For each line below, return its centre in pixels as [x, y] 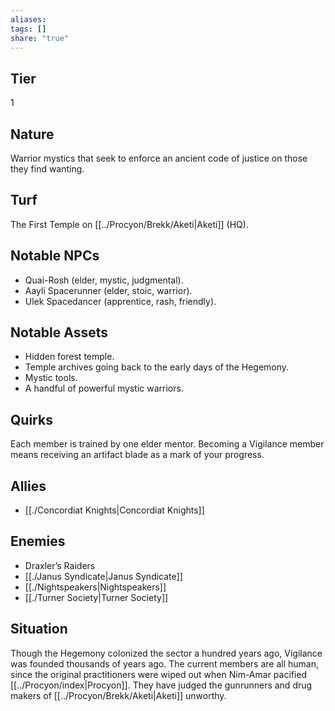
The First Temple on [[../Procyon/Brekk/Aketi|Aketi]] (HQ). [129, 224]
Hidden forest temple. [69, 357]
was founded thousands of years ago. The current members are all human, [164, 663]
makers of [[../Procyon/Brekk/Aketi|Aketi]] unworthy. [118, 695]
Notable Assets [59, 332]
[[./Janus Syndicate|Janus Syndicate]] [103, 576]
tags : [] [28, 29]
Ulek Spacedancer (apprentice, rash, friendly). [120, 301]
